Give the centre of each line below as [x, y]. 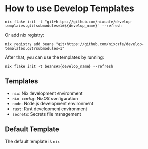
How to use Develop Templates [70, 9]
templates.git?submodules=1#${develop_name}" [52, 26]
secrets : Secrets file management [46, 114]
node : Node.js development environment [53, 103]
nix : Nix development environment [47, 93]
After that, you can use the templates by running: [55, 57]
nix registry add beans [30, 44]
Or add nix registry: [25, 35]
